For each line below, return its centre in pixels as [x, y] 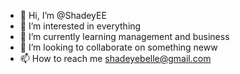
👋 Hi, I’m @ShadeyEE [63, 15]
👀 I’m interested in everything [80, 26]
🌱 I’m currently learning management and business [124, 36]
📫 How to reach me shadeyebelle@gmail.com [115, 58]
